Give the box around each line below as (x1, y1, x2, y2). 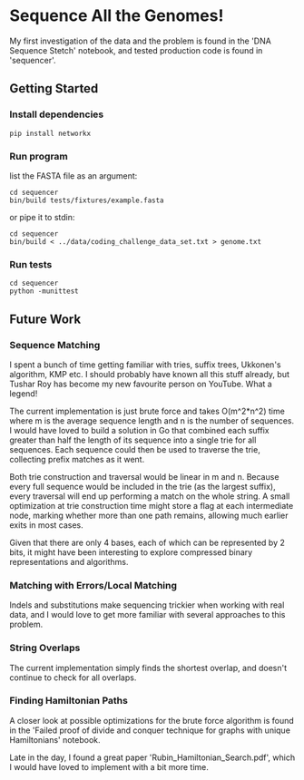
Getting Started (9, 81, 99, 96)
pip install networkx (9, 129, 92, 138)
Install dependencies (9, 108, 104, 121)
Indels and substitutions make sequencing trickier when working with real (9, 600, 285, 610)
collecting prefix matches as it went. (9, 453, 145, 464)
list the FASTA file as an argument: (9, 170, 138, 181)
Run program (9, 150, 68, 162)
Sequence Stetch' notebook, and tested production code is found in (9, 44, 263, 55)
